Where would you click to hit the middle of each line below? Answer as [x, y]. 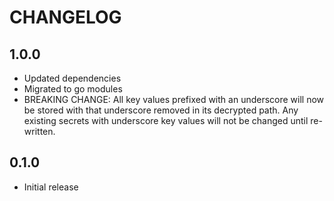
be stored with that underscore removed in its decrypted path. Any [161, 110]
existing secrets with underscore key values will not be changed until [166, 120]
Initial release [51, 187]
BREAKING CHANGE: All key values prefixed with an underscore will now [174, 99]
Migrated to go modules [73, 89]
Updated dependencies [72, 78]
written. [39, 131]
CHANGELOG [65, 17]
